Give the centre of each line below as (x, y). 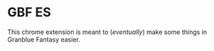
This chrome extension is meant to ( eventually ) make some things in (107, 32)
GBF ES (29, 12)
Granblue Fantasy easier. (44, 39)
